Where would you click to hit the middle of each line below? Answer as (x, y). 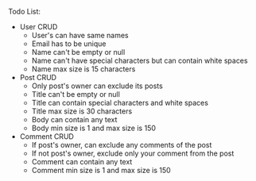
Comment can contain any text (82, 162)
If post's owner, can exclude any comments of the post (122, 145)
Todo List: (25, 12)
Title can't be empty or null (76, 94)
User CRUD (39, 27)
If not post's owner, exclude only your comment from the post (133, 153)
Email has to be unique (69, 44)
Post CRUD (38, 77)
